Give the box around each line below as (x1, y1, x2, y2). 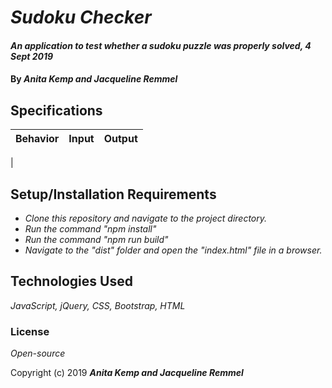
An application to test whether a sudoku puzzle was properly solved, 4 (10, 39, 312, 51)
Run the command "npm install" (24, 223, 157, 235)
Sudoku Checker (10, 6, 152, 29)
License (10, 324, 50, 338)
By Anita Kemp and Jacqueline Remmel (10, 73, 178, 85)
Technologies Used (10, 273, 133, 290)
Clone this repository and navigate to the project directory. (24, 212, 268, 224)
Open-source (10, 347, 66, 360)
